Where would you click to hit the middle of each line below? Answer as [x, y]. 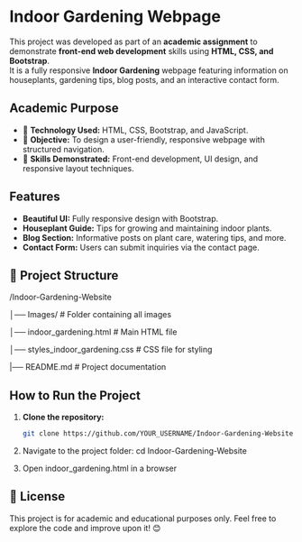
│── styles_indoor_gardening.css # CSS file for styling [111, 350]
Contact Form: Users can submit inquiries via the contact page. [141, 247]
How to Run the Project [75, 395]
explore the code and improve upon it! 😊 [85, 528]
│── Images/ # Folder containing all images [91, 315]
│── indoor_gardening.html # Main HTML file [93, 332]
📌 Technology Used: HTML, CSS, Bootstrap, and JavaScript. [135, 130]
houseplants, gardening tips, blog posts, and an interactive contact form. [144, 79]
